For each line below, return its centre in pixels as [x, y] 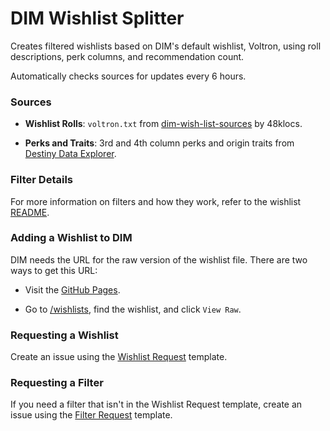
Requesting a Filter [57, 383]
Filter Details [41, 180]
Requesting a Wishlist [64, 335]
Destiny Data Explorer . [70, 154]
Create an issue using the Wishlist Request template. [119, 357]
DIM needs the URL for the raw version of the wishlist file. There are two [159, 259]
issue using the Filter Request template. [91, 415]
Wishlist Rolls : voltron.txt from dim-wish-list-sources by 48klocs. [163, 124]
